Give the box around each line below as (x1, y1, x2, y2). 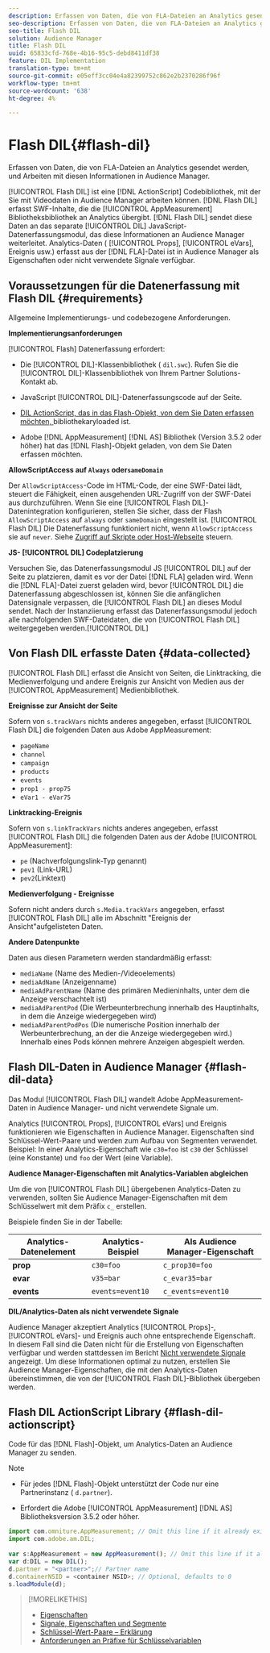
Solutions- (206, 368, 241, 377)
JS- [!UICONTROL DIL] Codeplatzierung (8, 548, 144, 557)
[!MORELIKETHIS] (27, 1594, 88, 1605)
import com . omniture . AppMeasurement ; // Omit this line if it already (8, 1527, 250, 1536)
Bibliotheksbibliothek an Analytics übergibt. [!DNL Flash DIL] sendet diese (8, 213, 252, 223)
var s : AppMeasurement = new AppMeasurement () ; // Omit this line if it (8, 1550, 253, 1559)
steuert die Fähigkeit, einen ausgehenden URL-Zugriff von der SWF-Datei (8, 489, 252, 498)
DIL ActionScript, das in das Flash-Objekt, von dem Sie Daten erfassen (19, 408, 255, 418)
